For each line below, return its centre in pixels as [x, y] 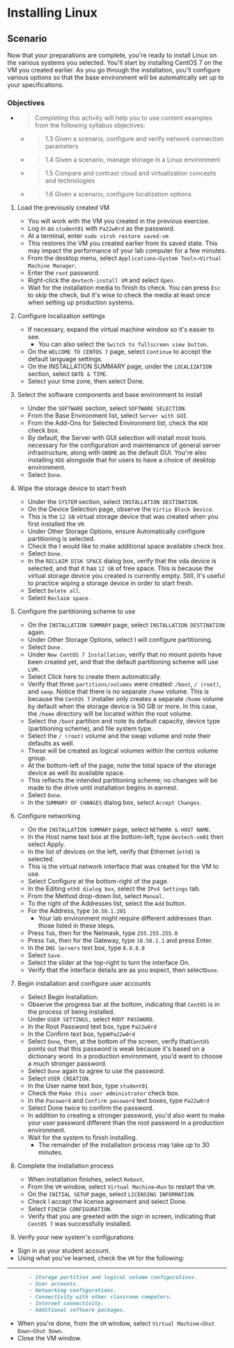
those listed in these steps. [77, 926]
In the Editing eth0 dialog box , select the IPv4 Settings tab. [114, 888]
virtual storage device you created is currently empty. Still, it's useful [126, 576]
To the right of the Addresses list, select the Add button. [107, 904]
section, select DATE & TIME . [68, 374]
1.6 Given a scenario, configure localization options [118, 194]
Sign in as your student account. [64, 1251]
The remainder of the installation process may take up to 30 [124, 1145]
